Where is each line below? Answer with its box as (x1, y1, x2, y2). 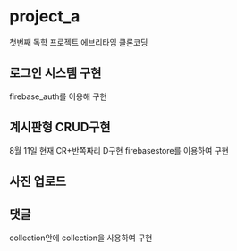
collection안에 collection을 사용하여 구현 (9, 232, 153, 243)
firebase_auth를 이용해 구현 (9, 91, 107, 102)
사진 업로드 (9, 173, 67, 188)
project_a (9, 6, 80, 27)
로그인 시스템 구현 (9, 65, 102, 81)
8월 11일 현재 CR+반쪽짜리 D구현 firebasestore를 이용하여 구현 (9, 145, 230, 155)
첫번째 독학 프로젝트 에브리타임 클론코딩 (9, 37, 148, 47)
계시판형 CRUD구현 (9, 120, 111, 135)
